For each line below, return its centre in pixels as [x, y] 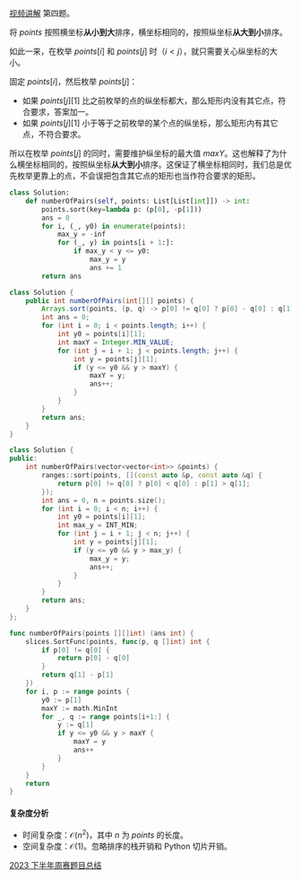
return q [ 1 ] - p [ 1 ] [78, 675]
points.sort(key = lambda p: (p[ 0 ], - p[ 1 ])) [122, 209]
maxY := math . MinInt [80, 708]
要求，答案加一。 [62, 112]
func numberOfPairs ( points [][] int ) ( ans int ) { [102, 633]
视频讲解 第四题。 [42, 13]
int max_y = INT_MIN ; [98, 526]
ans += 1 [106, 267]
